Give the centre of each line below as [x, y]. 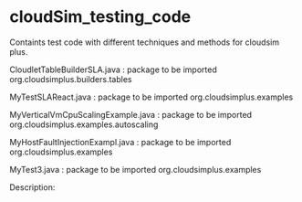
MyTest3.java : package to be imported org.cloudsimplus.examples [135, 169]
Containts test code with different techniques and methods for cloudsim [145, 42]
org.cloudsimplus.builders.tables [71, 79]
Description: [32, 187]
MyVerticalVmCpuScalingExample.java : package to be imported [131, 114]
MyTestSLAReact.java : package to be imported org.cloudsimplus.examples [151, 97]
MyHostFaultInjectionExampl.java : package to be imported [120, 142]
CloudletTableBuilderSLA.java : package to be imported [113, 69]
